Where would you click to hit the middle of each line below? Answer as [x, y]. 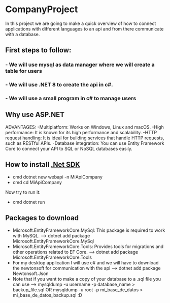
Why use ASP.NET [35, 115]
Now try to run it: [23, 192]
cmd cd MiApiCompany [37, 182]
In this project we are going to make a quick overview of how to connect [81, 23]
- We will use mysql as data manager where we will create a [80, 65]
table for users [24, 71]
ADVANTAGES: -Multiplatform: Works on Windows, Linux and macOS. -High [84, 127]
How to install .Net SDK [43, 164]
